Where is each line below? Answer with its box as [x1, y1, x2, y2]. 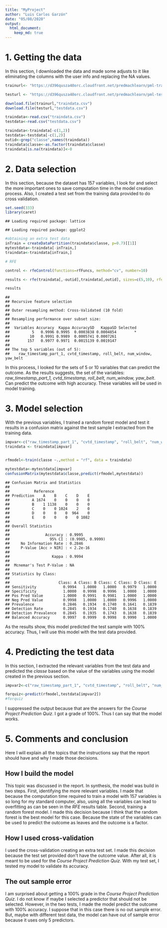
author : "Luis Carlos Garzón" [5, 12, 68, 17]
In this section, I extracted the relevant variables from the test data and [5, 663, 150, 669]
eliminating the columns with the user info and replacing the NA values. [5, 73, 151, 79]
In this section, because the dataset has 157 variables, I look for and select [5, 180, 158, 186]
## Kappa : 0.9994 [5, 554, 83, 559]
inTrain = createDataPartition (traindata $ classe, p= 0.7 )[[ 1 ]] [5, 241, 137, 246]
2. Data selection [5, 163, 77, 174]
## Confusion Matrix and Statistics [5, 480, 81, 485]
